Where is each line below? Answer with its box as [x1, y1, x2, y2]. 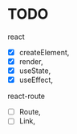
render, [18, 57, 43, 66]
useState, [18, 66, 51, 76]
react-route [7, 91, 46, 102]
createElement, [18, 47, 70, 57]
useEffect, [18, 75, 54, 85]
